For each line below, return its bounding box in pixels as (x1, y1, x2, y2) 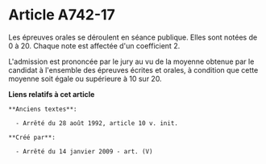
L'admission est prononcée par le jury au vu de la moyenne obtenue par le (8, 57, 255, 66)
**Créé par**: (8, 133, 56, 141)
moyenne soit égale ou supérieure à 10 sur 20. (8, 74, 163, 83)
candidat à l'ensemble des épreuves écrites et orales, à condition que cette (8, 65, 259, 74)
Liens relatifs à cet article (8, 89, 95, 99)
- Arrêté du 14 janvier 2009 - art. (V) (15, 147, 153, 155)
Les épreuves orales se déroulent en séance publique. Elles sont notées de (8, 32, 258, 42)
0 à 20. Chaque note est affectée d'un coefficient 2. (8, 40, 181, 50)
